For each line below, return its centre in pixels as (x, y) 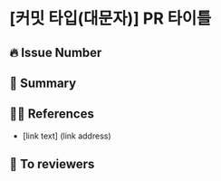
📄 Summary (43, 83)
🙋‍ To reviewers (52, 164)
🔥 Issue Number (56, 52)
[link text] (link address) (67, 136)
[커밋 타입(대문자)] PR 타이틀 (110, 19)
